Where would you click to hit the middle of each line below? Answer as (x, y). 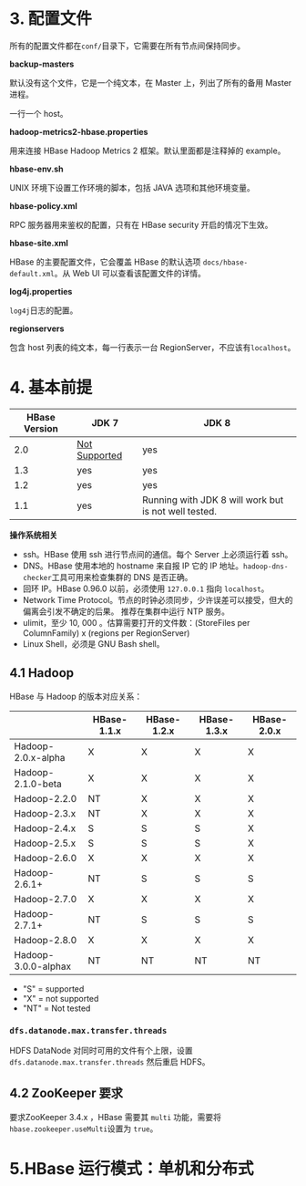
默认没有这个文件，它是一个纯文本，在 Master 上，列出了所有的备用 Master (151, 82)
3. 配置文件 (51, 19)
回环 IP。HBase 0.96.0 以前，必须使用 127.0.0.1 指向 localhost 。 (146, 588)
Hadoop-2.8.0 (46, 940)
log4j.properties (41, 291)
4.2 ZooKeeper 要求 (66, 1093)
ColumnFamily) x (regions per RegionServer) (106, 633)
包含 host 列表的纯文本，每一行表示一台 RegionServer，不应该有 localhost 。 (153, 347)
